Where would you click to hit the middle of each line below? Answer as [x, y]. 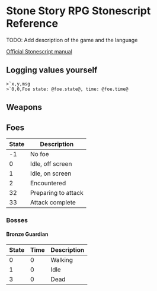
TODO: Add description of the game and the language [72, 40]
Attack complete [53, 202]
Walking [62, 260]
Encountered [48, 183]
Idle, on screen [51, 173]
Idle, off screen [51, 163]
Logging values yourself [52, 70]
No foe [39, 154]
